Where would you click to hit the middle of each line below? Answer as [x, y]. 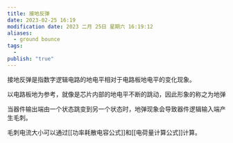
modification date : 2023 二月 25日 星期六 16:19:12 [80, 26]
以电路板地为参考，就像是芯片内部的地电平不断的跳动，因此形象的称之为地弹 [116, 94]
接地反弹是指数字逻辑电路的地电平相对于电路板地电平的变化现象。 [101, 79]
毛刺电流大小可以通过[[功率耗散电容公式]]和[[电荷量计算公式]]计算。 [104, 132]
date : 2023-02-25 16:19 [42, 20]
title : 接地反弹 [28, 14]
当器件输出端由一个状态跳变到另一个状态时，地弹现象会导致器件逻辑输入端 [113, 109]
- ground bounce [37, 40]
